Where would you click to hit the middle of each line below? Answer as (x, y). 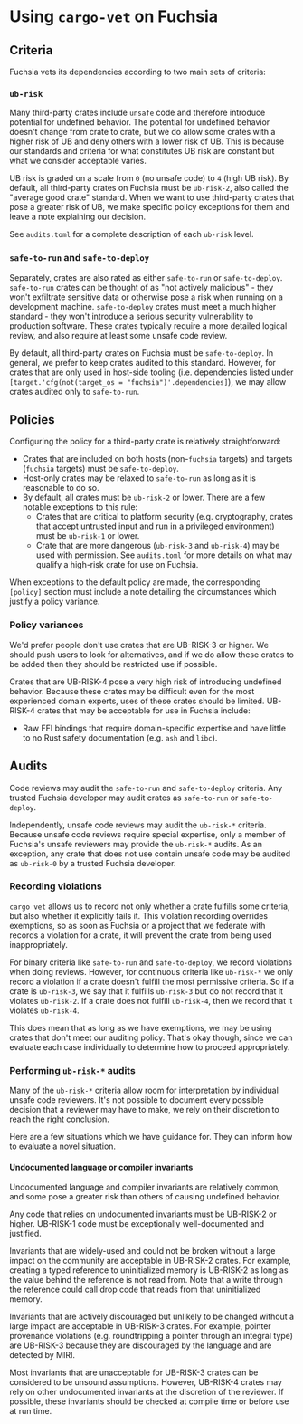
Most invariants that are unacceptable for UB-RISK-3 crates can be (134, 1372)
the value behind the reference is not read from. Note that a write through (146, 1280)
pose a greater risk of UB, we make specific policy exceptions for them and (150, 207)
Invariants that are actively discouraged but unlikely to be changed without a (152, 1317)
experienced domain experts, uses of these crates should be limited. (137, 701)
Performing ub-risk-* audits (72, 1070)
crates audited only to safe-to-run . (75, 391)
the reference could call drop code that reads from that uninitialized (135, 1290)
